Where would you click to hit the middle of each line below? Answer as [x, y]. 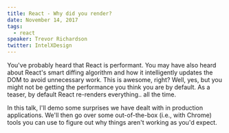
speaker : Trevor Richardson [47, 39]
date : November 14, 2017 [43, 20]
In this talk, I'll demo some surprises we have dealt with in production [105, 108]
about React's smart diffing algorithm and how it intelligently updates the [110, 72]
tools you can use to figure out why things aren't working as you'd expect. [112, 122]
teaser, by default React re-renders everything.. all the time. [92, 94]
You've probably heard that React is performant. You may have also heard [112, 65]
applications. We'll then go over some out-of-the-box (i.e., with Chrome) [109, 115]
